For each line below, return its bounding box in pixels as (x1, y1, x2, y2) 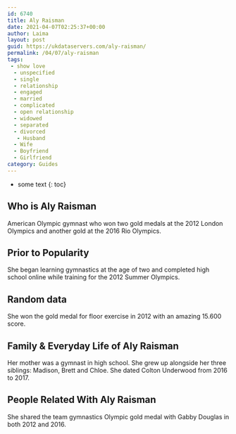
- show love (10, 63, 46, 70)
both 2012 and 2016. (7, 420, 67, 428)
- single (13, 75, 39, 83)
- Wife (13, 141, 33, 148)
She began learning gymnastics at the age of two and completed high (7, 265, 210, 274)
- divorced (13, 128, 46, 135)
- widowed (13, 115, 42, 122)
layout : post (7, 37, 46, 44)
